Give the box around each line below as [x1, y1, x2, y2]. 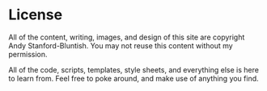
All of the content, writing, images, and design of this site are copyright [8, 32, 245, 42]
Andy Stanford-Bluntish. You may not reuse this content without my [8, 40, 233, 50]
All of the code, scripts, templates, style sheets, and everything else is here [8, 64, 259, 74]
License [8, 6, 63, 24]
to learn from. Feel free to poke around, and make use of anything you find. [8, 73, 259, 83]
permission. [8, 49, 48, 59]
